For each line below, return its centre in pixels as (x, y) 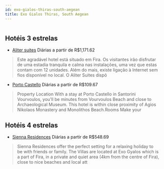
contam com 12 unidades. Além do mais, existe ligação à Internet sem (87, 70)
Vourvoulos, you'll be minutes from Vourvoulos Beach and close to (84, 99)
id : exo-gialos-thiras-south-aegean (42, 10)
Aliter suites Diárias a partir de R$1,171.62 (53, 50)
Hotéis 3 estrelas (31, 38)
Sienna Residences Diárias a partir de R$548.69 (60, 137)
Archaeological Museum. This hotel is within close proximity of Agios (87, 105)
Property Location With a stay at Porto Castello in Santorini (76, 94)
